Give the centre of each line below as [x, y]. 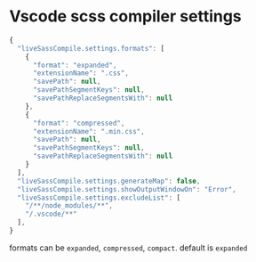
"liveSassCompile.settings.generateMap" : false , [109, 181]
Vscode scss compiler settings [125, 16]
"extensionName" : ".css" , [80, 73]
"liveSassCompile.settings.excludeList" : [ [99, 198]
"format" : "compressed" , [79, 123]
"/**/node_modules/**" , [69, 206]
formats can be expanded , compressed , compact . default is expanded [128, 248]
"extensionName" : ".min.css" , [88, 131]
